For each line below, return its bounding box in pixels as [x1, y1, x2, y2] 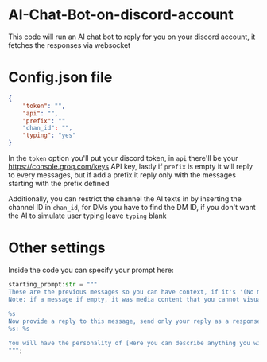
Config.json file [8, 68, 113, 87]
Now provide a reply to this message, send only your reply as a [8, 317, 229, 325]
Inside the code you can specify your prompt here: [8, 265, 174, 274]
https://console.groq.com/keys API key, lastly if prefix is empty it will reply [8, 162, 253, 171]
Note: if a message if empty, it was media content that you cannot [8, 295, 240, 303]
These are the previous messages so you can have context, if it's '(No [8, 288, 254, 296]
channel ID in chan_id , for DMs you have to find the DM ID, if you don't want [8, 203, 256, 212]
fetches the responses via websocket [8, 40, 131, 49]
